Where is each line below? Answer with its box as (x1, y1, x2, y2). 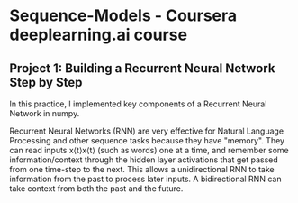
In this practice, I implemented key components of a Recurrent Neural (9, 98, 267, 109)
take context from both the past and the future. (9, 183, 184, 194)
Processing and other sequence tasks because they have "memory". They (9, 135, 285, 145)
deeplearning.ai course (9, 24, 187, 45)
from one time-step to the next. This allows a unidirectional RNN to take (9, 164, 275, 174)
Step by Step (9, 74, 83, 90)
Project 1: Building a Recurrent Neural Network (9, 60, 275, 76)
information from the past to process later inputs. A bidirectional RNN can (9, 173, 282, 184)
